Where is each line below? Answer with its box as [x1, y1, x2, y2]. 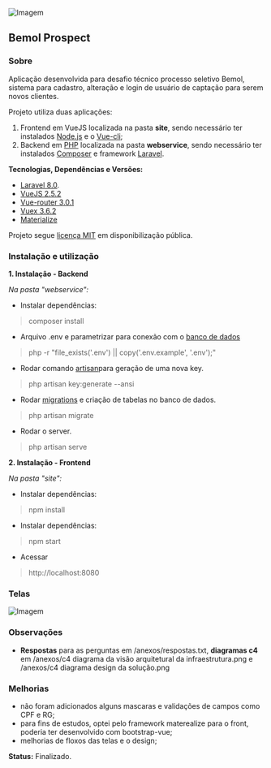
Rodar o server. [19, 426, 72, 436]
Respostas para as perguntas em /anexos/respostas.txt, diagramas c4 [19, 645, 258, 655]
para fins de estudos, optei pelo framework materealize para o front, [19, 718, 249, 728]
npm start [28, 536, 61, 546]
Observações [8, 627, 63, 638]
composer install [28, 316, 84, 326]
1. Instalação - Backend [8, 269, 88, 278]
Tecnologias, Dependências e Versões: [8, 164, 144, 174]
